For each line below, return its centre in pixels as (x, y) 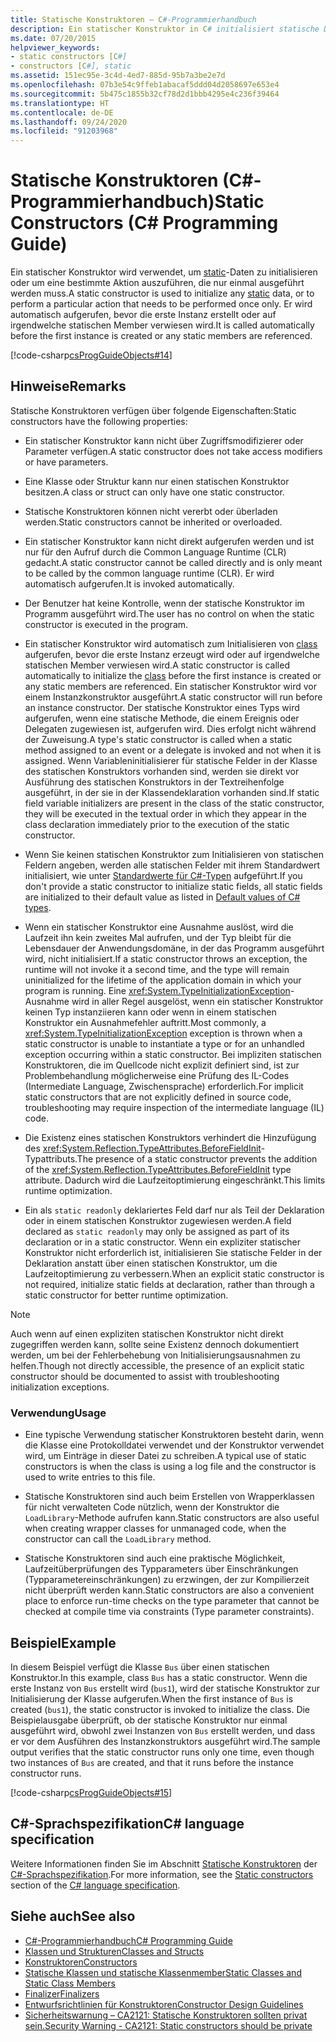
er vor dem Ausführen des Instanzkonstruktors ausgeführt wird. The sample (165, 1741)
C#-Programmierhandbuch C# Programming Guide (128, 1940)
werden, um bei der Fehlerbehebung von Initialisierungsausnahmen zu (155, 1355)
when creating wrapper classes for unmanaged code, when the (155, 1528)
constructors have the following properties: (99, 421)
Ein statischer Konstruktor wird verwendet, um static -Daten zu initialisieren (164, 272)
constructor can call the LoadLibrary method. (118, 1539)
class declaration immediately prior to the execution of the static (157, 824)
